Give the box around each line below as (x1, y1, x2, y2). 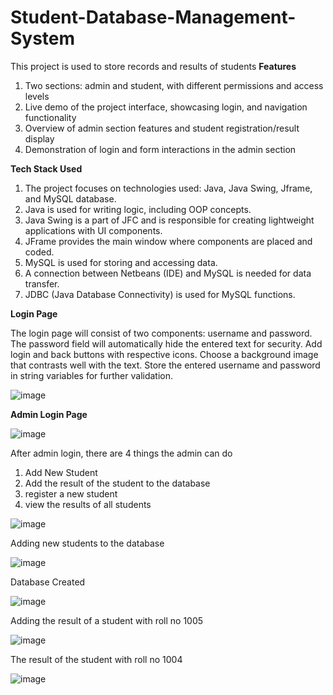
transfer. (24, 277, 60, 290)
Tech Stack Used (10, 162, 83, 175)
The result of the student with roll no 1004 (10, 653, 183, 665)
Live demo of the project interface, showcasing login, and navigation (24, 101, 308, 113)
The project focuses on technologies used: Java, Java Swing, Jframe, (24, 182, 313, 194)
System (10, 27, 76, 50)
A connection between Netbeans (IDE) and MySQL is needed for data (24, 267, 312, 279)
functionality (24, 111, 77, 123)
